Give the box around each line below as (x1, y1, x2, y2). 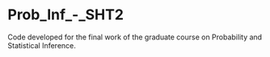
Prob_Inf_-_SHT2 (7, 6, 124, 24)
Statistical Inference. (7, 40, 76, 50)
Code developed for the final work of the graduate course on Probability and (7, 32, 263, 42)
